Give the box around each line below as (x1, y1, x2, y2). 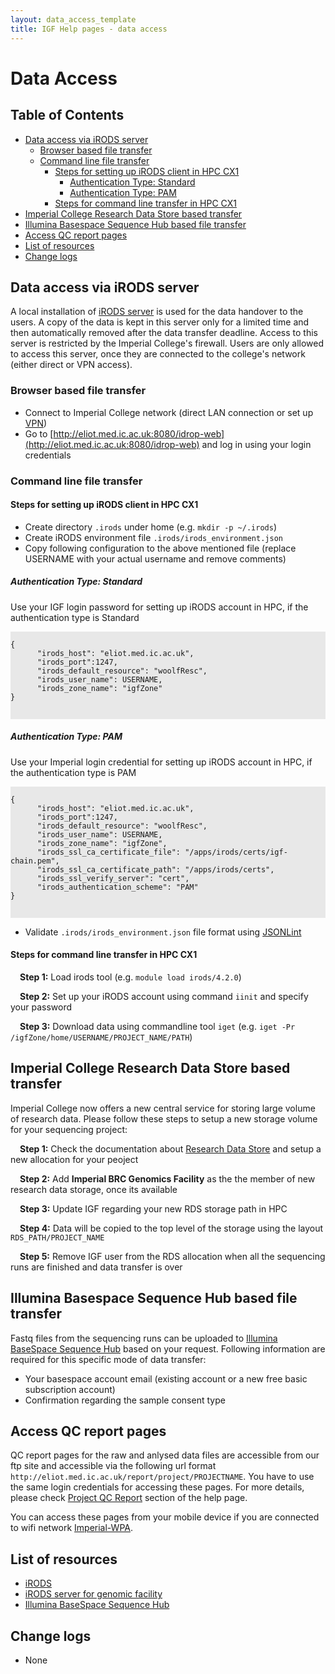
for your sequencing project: (10, 1123, 128, 1135)
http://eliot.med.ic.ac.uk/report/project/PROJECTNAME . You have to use (10, 1471, 315, 1483)
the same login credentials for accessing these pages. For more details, (10, 1481, 305, 1493)
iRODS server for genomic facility (24, 1588, 163, 1600)
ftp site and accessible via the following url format (10, 1460, 217, 1472)
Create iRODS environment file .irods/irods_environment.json (24, 531, 283, 543)
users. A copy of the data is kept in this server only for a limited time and (10, 316, 310, 328)
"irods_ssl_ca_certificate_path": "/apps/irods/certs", (36, 864, 275, 875)
